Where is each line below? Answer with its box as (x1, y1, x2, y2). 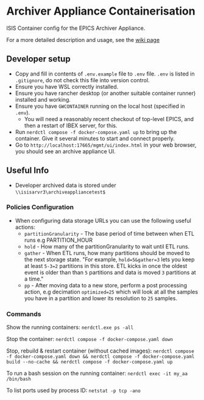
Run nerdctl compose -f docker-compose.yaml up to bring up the (15, 128, 177, 135)
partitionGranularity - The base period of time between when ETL (24, 230, 195, 237)
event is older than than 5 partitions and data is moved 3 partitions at (24, 268, 196, 276)
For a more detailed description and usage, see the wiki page (6, 36, 160, 43)
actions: (15, 223, 35, 231)
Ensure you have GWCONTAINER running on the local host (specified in (15, 102, 185, 110)
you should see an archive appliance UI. (15, 147, 116, 155)
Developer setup (6, 54, 71, 65)
